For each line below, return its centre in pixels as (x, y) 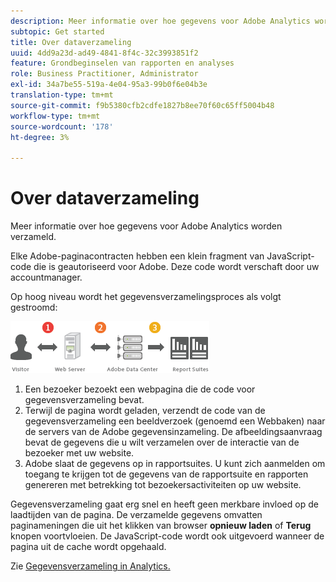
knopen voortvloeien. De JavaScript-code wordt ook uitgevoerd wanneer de (167, 536)
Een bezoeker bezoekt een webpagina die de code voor (140, 389)
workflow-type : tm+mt (55, 116)
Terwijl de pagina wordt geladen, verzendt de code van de (145, 411)
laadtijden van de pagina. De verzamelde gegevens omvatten (136, 515)
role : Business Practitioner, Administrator (104, 74)
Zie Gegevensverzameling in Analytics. (90, 566)
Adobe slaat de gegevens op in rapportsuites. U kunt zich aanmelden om (175, 464)
